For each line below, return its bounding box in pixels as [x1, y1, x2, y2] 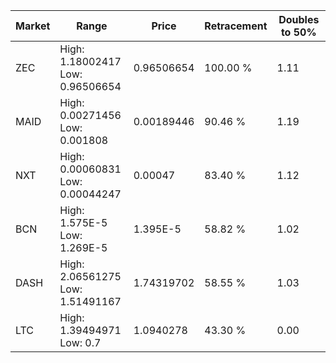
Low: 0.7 [59, 336, 102, 349]
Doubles [278, 13, 320, 26]
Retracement [204, 19, 268, 33]
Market [15, 19, 51, 33]
